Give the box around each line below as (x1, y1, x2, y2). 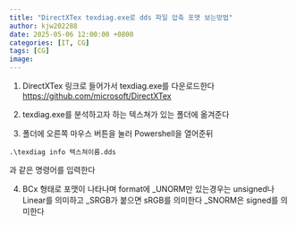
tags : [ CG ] (9, 47, 50, 56)
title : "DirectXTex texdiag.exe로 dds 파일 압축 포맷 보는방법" (9, 13, 233, 22)
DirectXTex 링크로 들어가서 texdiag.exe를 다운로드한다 (21, 81, 215, 91)
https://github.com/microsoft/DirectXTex (21, 91, 172, 101)
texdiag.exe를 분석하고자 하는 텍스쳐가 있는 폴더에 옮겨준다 (21, 109, 230, 119)
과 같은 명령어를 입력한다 (9, 165, 96, 175)
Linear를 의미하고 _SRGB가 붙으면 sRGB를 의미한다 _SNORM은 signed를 (21, 195, 279, 205)
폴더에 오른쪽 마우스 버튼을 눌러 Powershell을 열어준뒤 (21, 128, 214, 139)
